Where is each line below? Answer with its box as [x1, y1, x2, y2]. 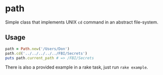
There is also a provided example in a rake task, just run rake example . [5, 64, 148, 70]
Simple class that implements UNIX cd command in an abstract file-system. [5, 19, 159, 25]
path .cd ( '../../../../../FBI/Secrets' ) [5, 51, 88, 56]
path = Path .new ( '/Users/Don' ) [5, 46, 70, 51]
